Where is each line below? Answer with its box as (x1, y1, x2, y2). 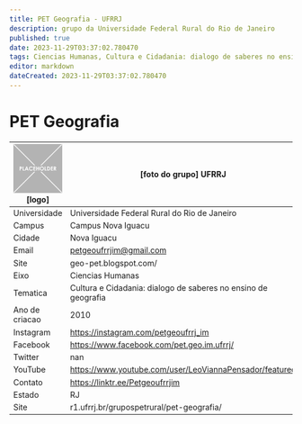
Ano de (13, 304, 40, 315)
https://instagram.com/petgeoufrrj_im (70, 327, 209, 338)
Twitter (13, 352, 40, 363)
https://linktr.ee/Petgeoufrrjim (70, 376, 181, 387)
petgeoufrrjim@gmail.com (70, 245, 167, 256)
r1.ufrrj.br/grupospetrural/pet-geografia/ (70, 401, 222, 413)
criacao (13, 314, 42, 325)
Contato (13, 376, 43, 387)
